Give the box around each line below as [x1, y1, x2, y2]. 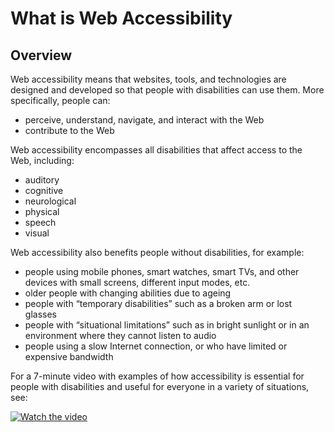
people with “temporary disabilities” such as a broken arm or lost [24, 298, 293, 309]
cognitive [24, 185, 64, 196]
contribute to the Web [24, 125, 115, 136]
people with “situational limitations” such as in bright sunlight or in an [24, 319, 310, 331]
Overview [10, 47, 73, 64]
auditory [24, 174, 60, 186]
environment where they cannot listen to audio [24, 330, 217, 341]
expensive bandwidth [24, 351, 114, 362]
